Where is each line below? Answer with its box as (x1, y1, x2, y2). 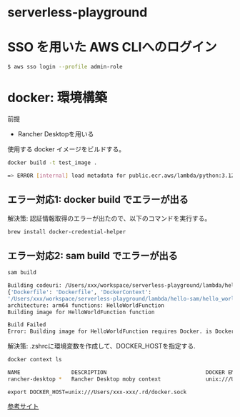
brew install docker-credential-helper (7, 228, 126, 236)
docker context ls (7, 356, 62, 363)
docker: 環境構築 (7, 90, 107, 106)
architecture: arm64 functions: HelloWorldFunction (7, 301, 164, 309)
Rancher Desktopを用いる (17, 129, 94, 138)
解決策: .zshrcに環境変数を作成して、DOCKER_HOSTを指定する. (7, 342, 196, 351)
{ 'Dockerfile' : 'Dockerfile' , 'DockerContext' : (7, 288, 152, 296)
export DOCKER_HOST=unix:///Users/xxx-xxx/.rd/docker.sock (7, 388, 187, 396)
